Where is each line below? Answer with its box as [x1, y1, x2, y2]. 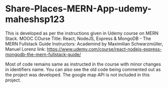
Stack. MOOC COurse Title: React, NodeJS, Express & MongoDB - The [5, 35, 151, 41]
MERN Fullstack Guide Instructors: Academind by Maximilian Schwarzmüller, [5, 40, 163, 46]
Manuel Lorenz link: [5, 46, 46, 52]
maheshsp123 [5, 13, 65, 25]
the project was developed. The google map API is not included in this [5, 71, 150, 77]
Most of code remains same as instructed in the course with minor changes [5, 61, 161, 67]
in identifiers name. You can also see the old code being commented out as [5, 66, 161, 72]
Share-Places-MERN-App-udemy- [5, 3, 152, 14]
